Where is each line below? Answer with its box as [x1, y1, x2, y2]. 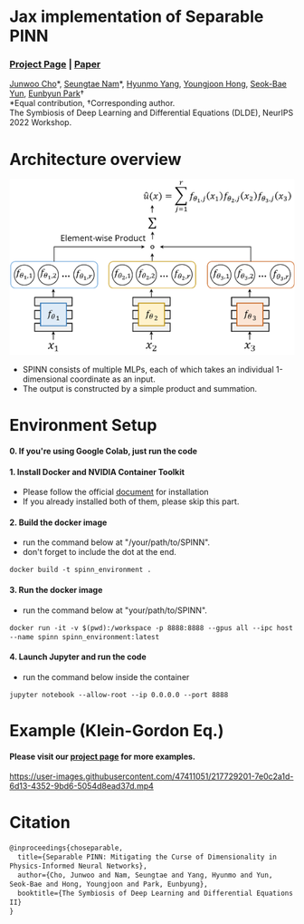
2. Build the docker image [9, 517, 108, 528]
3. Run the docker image [9, 585, 103, 596]
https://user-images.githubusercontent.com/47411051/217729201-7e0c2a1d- [9, 771, 294, 782]
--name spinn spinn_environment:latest [9, 632, 160, 641]
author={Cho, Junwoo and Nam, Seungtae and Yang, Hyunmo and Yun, [17, 871, 273, 880]
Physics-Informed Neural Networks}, [9, 861, 147, 871]
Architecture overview [9, 149, 182, 170]
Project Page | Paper [9, 58, 101, 71]
